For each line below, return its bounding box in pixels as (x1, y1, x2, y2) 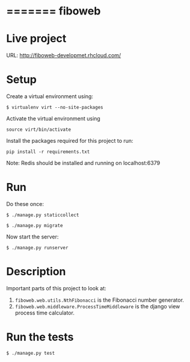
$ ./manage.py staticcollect (6, 212, 79, 218)
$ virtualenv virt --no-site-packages (6, 104, 103, 111)
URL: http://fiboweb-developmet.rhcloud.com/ (6, 52, 121, 59)
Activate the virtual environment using (6, 115, 100, 122)
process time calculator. (14, 309, 75, 316)
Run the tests (6, 330, 74, 344)
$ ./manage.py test (6, 350, 55, 356)
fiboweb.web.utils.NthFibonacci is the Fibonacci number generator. (14, 296, 185, 304)
